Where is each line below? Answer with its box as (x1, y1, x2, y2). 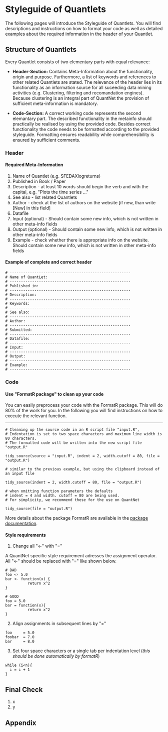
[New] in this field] (12, 205, 51, 211)
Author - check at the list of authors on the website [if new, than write (12, 199, 156, 205)
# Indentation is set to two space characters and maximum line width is (5, 432, 162, 437)
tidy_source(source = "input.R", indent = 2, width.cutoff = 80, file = (5, 453, 160, 459)
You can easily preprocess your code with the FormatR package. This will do (5, 402, 163, 408)
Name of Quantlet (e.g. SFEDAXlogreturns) (12, 173, 101, 179)
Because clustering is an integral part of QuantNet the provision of (12, 95, 149, 101)
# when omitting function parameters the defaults (5, 489, 113, 494)
